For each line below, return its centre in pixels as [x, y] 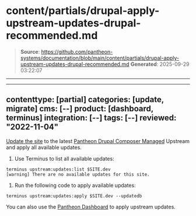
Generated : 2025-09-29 [160, 64]
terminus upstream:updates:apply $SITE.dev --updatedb [74, 196]
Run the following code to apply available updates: [75, 185]
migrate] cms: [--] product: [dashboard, [80, 109]
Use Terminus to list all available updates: [64, 158]
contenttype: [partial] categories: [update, [85, 100]
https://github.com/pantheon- [77, 51]
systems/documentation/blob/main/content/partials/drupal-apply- [100, 58]
